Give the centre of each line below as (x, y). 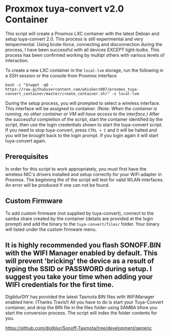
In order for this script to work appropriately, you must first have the (76, 169)
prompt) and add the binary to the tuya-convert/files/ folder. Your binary (82, 224)
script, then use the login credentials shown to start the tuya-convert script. (84, 124)
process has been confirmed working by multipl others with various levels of (85, 55)
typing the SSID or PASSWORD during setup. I (78, 269)
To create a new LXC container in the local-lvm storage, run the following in (84, 70)
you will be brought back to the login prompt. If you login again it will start (82, 135)
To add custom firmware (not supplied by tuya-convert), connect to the (80, 213)
